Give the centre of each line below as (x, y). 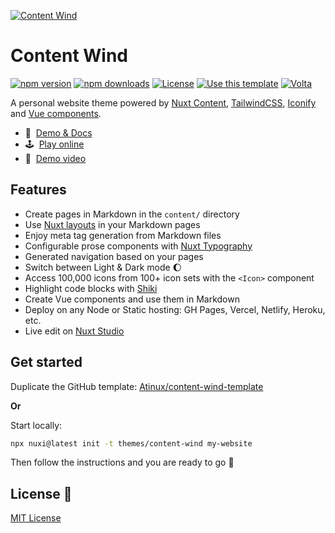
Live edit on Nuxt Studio (74, 331)
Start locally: (36, 425)
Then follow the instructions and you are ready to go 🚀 (122, 462)
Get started (46, 362)
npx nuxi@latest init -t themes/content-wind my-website (131, 443)
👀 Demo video (55, 158)
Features (38, 190)
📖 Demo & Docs (58, 132)
